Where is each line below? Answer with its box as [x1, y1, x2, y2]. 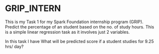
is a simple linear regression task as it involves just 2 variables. [5, 29, 130, 35]
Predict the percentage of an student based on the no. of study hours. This [5, 24, 155, 29]
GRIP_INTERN [5, 3, 61, 14]
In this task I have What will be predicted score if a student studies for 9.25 [5, 38, 154, 44]
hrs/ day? [5, 43, 24, 49]
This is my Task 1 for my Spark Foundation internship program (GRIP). [5, 19, 144, 25]
